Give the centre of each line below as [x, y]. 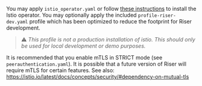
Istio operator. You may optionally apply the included [71, 15]
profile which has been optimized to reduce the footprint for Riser [110, 21]
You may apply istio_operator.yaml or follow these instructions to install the [101, 9]
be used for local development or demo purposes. [83, 46]
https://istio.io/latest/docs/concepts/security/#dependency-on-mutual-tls [98, 77]
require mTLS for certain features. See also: [60, 70]
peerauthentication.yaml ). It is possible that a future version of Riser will [96, 64]
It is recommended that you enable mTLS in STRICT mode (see [84, 57]
